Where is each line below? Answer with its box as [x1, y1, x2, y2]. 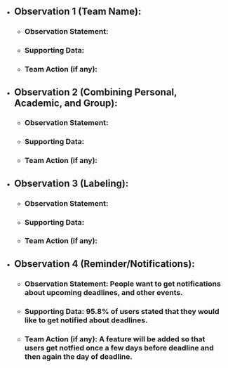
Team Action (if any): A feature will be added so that [24, 334, 206, 343]
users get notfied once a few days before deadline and [24, 343, 214, 353]
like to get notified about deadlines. [24, 315, 148, 325]
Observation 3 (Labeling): [13, 177, 129, 189]
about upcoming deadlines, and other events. [24, 287, 184, 297]
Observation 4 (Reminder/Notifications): [13, 258, 195, 270]
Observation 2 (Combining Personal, [13, 86, 177, 98]
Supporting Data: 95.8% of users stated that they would [24, 306, 220, 316]
